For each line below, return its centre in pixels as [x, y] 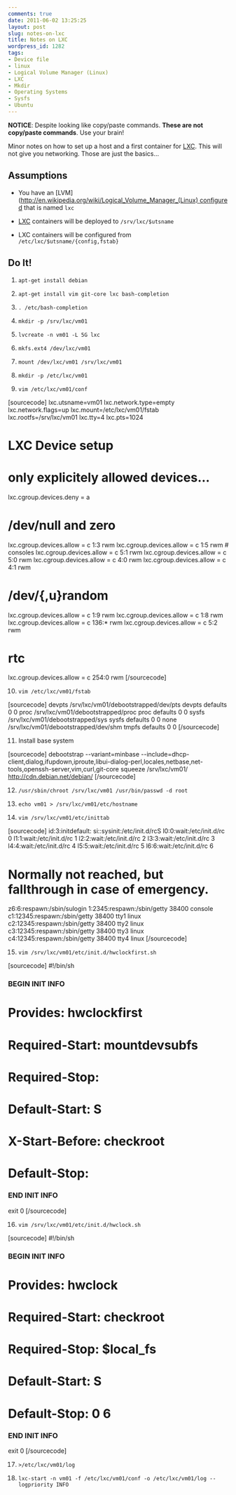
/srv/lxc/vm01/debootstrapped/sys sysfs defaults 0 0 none [92, 719]
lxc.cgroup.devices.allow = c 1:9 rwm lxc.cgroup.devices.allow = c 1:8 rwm [116, 615]
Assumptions [38, 176]
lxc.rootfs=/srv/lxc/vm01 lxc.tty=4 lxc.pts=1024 [76, 417]
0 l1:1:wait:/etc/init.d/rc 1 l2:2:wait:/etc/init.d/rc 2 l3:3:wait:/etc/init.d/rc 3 [112, 839]
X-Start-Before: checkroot [86, 1142]
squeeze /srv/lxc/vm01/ [154, 769]
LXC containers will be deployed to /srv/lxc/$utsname [96, 221]
